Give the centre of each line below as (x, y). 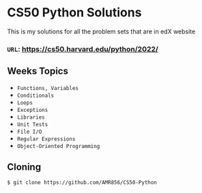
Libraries (31, 117)
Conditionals (35, 95)
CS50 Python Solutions (74, 13)
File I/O (29, 132)
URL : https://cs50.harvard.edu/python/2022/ (83, 49)
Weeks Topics (38, 71)
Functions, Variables (47, 88)
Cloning (24, 167)
